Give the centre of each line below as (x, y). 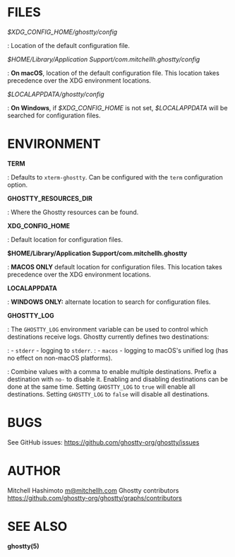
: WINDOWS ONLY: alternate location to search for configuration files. (109, 302)
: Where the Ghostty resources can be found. (73, 212)
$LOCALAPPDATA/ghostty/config (56, 94)
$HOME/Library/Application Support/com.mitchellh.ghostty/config (104, 59)
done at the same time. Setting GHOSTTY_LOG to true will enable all (101, 387)
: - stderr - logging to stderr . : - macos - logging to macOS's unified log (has (118, 350)
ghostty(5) (24, 546)
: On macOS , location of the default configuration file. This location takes (114, 73)
